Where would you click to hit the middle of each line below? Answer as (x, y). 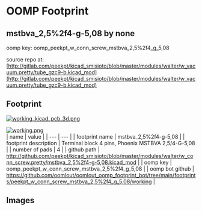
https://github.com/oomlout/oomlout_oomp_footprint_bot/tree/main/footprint (101, 175)
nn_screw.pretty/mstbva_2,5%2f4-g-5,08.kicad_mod (71, 162)
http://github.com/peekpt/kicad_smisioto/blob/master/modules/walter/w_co (100, 156)
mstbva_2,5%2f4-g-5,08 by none (71, 33)
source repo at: (25, 59)
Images (20, 200)
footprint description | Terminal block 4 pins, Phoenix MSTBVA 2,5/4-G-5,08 (101, 143)
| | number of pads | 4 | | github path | (53, 150)
